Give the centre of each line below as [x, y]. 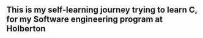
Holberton [26, 29]
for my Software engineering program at [85, 20]
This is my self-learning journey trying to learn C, [102, 10]
